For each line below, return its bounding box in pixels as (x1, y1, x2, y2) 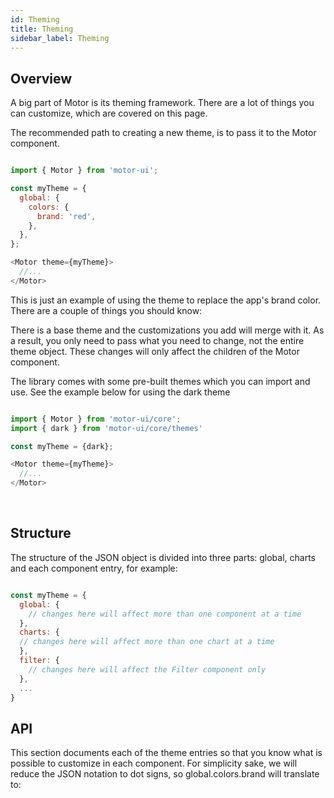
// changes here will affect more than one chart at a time (19, 637, 275, 647)
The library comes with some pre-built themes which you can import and (10, 375, 311, 387)
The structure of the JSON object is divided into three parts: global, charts (10, 551, 317, 563)
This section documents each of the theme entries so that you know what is (10, 747, 323, 759)
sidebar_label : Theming (10, 33, 110, 43)
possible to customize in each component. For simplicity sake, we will (10, 757, 298, 770)
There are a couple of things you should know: (10, 304, 203, 316)
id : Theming (10, 14, 60, 25)
